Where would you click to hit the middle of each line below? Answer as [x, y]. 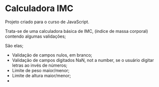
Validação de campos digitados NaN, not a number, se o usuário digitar [83, 60]
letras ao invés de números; [40, 65]
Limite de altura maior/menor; [41, 75]
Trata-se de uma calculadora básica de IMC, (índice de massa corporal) [77, 31]
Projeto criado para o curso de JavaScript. [47, 22]
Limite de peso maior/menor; [41, 70]
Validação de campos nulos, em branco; [52, 55]
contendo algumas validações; [36, 36]
